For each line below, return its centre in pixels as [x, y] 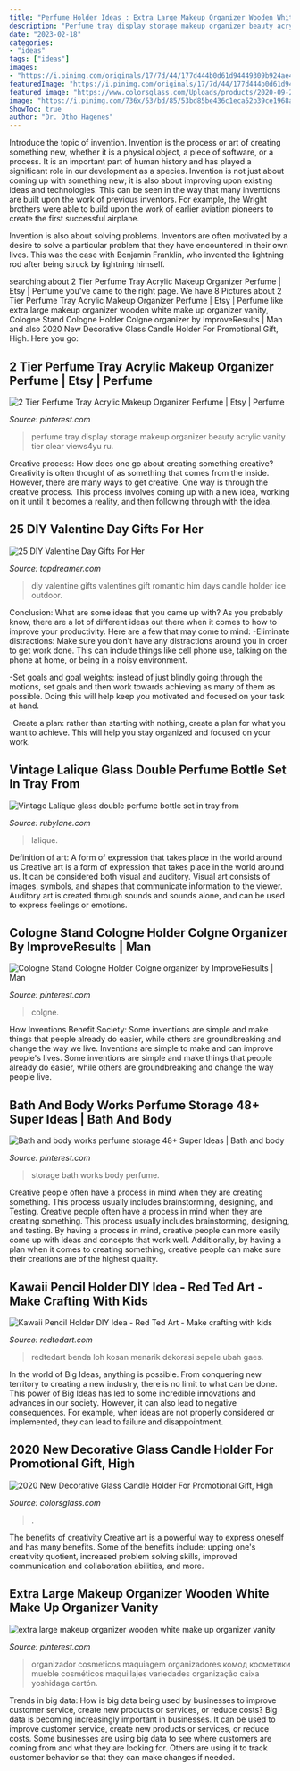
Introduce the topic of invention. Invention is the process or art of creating [145, 143]
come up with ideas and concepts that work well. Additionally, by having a [146, 1240]
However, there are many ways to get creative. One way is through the [139, 482]
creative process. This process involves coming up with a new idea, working [150, 491]
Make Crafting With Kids [79, 1301]
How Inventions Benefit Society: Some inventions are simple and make [139, 1030]
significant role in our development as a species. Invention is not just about [147, 171]
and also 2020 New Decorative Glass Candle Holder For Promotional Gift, [144, 329]
